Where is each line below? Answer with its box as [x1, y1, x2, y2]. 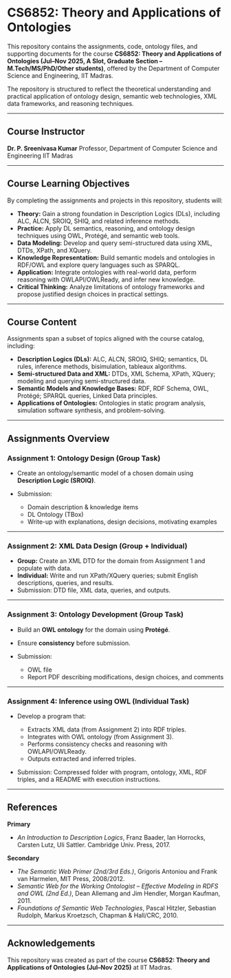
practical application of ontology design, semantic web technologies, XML [7, 92, 217, 100]
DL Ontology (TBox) [27, 511, 84, 519]
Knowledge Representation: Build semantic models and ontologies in [16, 253, 215, 262]
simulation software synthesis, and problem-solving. [16, 406, 166, 414]
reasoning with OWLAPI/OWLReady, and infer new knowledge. [16, 275, 195, 284]
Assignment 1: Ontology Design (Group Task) [7, 453, 161, 463]
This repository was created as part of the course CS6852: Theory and [7, 955, 210, 964]
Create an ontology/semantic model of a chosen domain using [16, 469, 194, 478]
